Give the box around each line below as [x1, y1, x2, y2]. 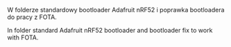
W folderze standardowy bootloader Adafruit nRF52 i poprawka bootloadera [7, 6, 225, 14]
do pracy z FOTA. [7, 13, 57, 21]
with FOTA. [7, 33, 39, 42]
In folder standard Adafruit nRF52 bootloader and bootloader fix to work [7, 27, 213, 34]
